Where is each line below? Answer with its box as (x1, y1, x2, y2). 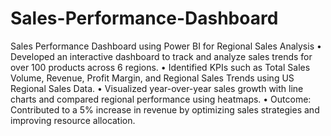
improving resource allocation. (10, 114, 136, 126)
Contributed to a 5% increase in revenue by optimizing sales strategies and (10, 103, 320, 116)
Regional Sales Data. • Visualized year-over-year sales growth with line (10, 82, 304, 94)
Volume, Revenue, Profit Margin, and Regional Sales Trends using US (10, 72, 295, 84)
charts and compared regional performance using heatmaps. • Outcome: (10, 93, 312, 105)
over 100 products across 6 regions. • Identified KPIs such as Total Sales (10, 61, 311, 73)
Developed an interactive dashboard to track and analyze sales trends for (10, 50, 313, 62)
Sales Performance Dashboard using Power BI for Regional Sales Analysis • (10, 40, 322, 52)
